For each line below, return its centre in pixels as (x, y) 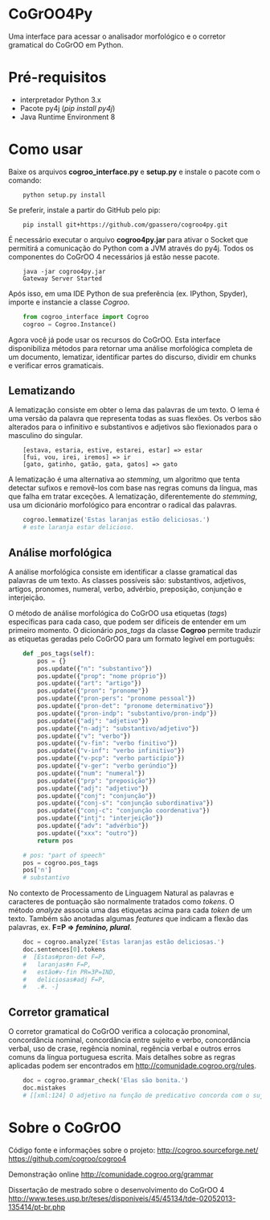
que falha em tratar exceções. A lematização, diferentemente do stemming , (133, 497)
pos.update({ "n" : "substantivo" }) (95, 668)
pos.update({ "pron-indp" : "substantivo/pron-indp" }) (127, 713)
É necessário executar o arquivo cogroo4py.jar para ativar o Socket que (128, 239)
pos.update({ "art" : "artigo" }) (90, 684)
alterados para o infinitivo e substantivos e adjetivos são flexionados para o (133, 427)
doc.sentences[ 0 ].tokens (64, 950)
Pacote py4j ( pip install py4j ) (67, 108)
